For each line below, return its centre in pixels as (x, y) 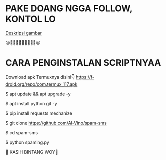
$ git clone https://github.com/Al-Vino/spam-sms (56, 123)
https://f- (85, 77)
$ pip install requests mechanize (39, 113)
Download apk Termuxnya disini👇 (40, 77)
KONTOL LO (31, 19)
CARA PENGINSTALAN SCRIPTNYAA (83, 63)
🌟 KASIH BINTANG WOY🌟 (32, 152)
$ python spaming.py (27, 142)
